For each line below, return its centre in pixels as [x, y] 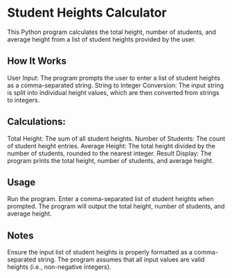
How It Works [37, 61]
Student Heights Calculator [87, 13]
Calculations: [36, 122]
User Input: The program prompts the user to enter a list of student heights [114, 78]
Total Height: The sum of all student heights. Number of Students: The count [116, 138]
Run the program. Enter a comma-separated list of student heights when [110, 199]
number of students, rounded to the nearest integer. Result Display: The [109, 153]
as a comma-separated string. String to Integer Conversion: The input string [115, 85]
